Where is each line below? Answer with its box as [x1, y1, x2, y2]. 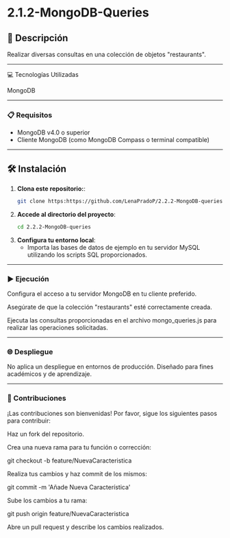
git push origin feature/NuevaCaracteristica [7, 509, 129, 517]
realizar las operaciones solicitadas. [7, 324, 108, 332]
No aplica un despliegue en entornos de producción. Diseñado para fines [7, 362, 214, 371]
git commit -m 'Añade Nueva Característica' [7, 482, 131, 491]
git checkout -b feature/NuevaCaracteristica [7, 456, 132, 465]
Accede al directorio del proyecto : [16, 210, 116, 218]
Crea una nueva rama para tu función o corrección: [7, 443, 152, 451]
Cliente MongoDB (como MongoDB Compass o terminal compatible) [16, 136, 210, 144]
